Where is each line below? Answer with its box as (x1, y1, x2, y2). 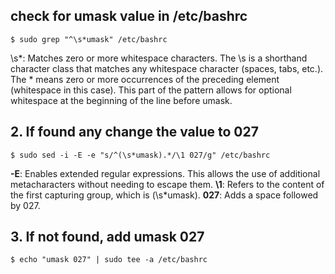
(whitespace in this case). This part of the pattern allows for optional (10, 84, 292, 96)
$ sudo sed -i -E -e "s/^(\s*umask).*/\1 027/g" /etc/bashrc (10, 150, 271, 160)
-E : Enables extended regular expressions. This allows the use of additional (10, 167, 321, 179)
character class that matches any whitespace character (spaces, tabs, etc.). (10, 62, 324, 74)
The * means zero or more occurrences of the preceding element (10, 73, 280, 85)
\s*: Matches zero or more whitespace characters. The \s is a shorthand (10, 52, 308, 64)
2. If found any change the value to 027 (10, 124, 259, 141)
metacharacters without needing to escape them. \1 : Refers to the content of (10, 178, 325, 190)
